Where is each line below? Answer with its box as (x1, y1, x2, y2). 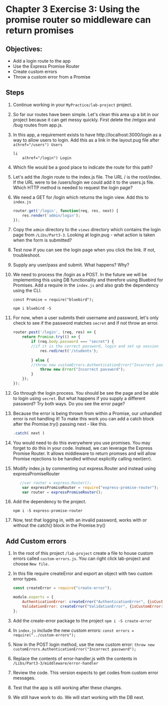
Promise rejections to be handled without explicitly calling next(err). (12, 455, 152, 461)
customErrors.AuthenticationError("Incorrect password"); (12, 646, 136, 651)
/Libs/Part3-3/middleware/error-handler (12, 660, 98, 666)
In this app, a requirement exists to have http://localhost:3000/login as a (12, 132, 161, 138)
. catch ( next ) (12, 430, 45, 436)
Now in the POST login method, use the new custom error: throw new (12, 641, 154, 647)
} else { (31, 358, 49, 363)
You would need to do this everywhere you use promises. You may (12, 439, 150, 446)
